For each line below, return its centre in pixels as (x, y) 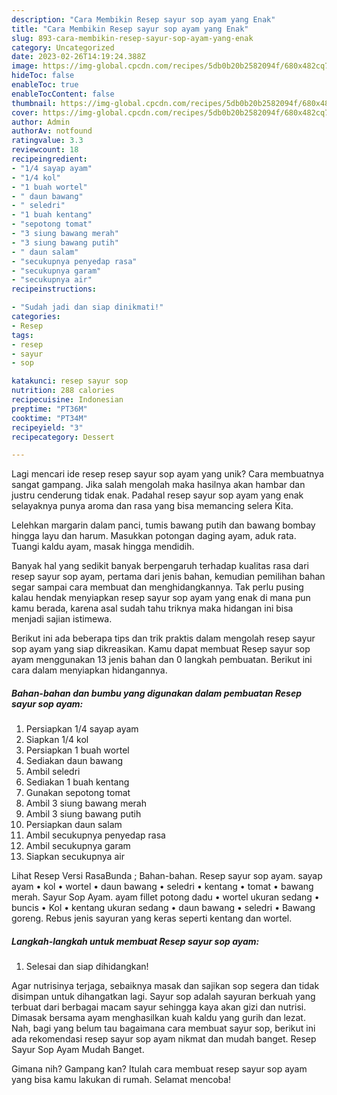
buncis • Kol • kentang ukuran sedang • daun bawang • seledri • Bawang (163, 908)
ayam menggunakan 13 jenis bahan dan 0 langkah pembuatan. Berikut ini (162, 660)
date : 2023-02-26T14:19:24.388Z (78, 57)
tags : (22, 335)
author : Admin (41, 122)
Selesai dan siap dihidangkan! (87, 967)
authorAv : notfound (52, 131)
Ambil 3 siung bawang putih (83, 814)
